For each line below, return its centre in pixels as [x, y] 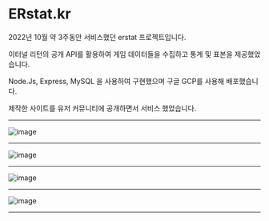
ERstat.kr [40, 14]
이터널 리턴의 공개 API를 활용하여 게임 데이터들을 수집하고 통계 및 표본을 [121, 54]
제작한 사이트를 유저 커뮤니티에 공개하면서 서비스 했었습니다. [102, 108]
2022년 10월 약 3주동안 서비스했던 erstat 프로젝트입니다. [97, 37]
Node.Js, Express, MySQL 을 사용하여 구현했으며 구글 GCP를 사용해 [116, 81]
